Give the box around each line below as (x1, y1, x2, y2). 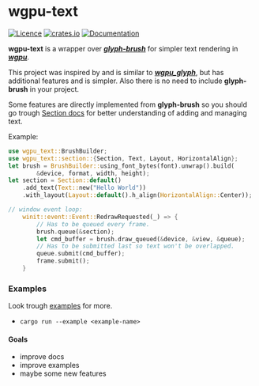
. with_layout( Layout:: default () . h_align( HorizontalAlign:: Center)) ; (22, 191, 253, 199)
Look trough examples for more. (8, 301, 113, 311)
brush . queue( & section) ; (36, 228, 114, 236)
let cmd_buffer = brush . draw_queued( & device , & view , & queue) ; (36, 235, 246, 243)
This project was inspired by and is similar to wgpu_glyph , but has (8, 67, 224, 77)
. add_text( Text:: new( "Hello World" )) (22, 184, 147, 192)
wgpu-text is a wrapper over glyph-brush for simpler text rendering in (8, 44, 238, 53)
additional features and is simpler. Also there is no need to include (8, 76, 223, 85)
